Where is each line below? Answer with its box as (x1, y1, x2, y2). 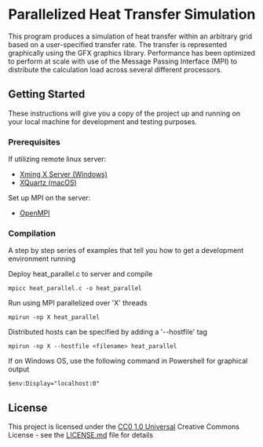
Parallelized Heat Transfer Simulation (8, 5, 256, 24)
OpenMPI (19, 208, 50, 218)
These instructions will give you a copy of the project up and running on (8, 108, 241, 118)
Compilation (8, 228, 57, 239)
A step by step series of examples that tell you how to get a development (8, 246, 244, 255)
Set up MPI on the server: (8, 193, 91, 203)
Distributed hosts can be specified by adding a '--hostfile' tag (8, 328, 208, 337)
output (8, 365, 30, 374)
